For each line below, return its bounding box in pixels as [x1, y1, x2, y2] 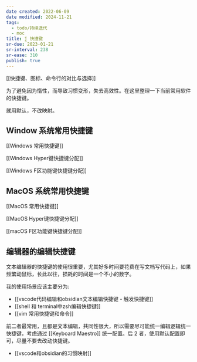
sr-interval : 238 [6, 47, 49, 53]
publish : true [6, 57, 41, 63]
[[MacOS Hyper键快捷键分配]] [6, 215, 79, 222]
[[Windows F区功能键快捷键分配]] [6, 167, 87, 174]
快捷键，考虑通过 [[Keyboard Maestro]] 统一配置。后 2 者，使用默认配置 [6, 330, 180, 337]
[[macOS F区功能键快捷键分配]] [6, 228, 82, 235]
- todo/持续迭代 [11, 25, 48, 31]
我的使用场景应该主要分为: [6, 283, 70, 290]
